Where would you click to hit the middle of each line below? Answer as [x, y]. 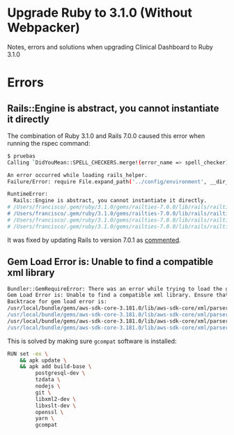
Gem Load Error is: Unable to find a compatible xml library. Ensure [110, 295]
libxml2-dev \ [56, 399]
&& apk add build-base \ [56, 367]
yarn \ [45, 419]
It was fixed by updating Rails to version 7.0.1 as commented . [94, 240]
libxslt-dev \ [56, 406]
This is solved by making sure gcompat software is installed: [92, 341]
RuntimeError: [28, 194]
